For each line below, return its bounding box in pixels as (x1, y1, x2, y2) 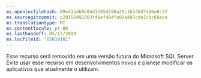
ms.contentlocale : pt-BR (6, 25, 68, 32)
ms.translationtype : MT (6, 20, 66, 26)
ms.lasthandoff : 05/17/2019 (6, 31, 77, 37)
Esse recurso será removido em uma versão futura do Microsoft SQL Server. (6, 53, 195, 60)
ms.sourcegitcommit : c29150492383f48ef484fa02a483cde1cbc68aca (6, 14, 168, 20)
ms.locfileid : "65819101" (6, 36, 71, 42)
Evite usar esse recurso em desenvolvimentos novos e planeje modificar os (6, 59, 193, 66)
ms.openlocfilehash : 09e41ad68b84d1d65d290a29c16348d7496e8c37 (6, 8, 168, 15)
